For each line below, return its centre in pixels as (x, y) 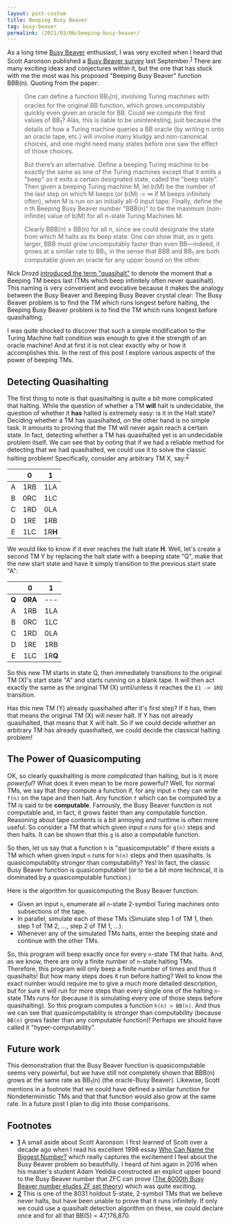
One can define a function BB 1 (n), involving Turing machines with (117, 97)
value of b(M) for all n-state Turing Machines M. (115, 215)
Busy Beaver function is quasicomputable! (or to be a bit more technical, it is (115, 870)
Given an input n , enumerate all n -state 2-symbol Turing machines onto (118, 904)
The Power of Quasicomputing (74, 759)
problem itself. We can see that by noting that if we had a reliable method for (116, 442)
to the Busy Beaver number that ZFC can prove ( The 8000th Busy (111, 1179)
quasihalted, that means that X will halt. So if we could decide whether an (111, 723)
